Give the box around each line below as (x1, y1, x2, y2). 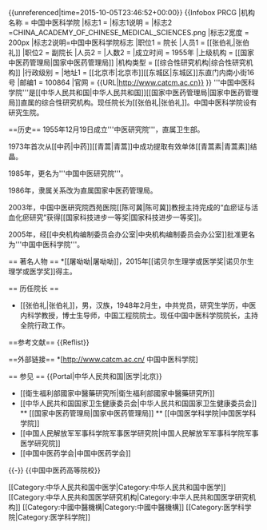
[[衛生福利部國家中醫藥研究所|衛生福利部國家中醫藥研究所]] (19, 389, 215, 398)
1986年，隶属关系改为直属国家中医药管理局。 (8, 185, 157, 195)
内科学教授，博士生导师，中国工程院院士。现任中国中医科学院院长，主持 (19, 311, 258, 320)
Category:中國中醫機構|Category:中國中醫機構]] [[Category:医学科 (27, 503, 245, 512)
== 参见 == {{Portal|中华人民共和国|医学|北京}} (8, 372, 162, 381)
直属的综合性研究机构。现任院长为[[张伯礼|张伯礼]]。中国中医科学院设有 (20, 98, 257, 107)
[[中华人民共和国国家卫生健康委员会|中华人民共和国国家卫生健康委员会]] (19, 399, 257, 408)
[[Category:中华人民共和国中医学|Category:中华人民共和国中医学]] (8, 483, 226, 492)
